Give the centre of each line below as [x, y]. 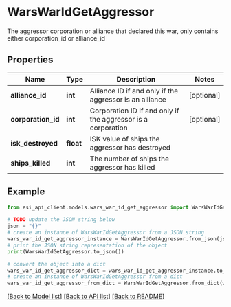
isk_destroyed [34, 143]
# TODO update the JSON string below [61, 220]
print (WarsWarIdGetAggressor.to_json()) [66, 251]
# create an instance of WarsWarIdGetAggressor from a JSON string [106, 233]
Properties [30, 60]
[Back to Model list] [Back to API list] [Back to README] [86, 297]
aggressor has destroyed [130, 147]
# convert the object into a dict [57, 264]
